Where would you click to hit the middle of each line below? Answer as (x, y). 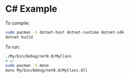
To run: (13, 47)
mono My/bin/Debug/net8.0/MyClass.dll (46, 70)
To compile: (18, 23)
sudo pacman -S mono (27, 66)
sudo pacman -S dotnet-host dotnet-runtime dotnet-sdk (65, 32)
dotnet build (19, 37)
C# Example (31, 9)
